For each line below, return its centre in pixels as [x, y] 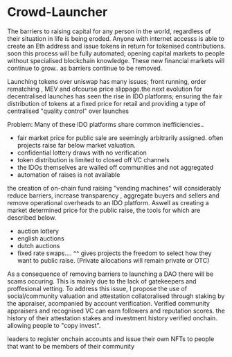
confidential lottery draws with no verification [82, 153]
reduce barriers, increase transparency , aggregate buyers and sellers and [113, 195]
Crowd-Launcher [57, 12]
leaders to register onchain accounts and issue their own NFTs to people [111, 339]
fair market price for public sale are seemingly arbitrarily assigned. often [120, 138]
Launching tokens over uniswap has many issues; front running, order [107, 81]
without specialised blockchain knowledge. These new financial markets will [116, 60]
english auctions [41, 238]
